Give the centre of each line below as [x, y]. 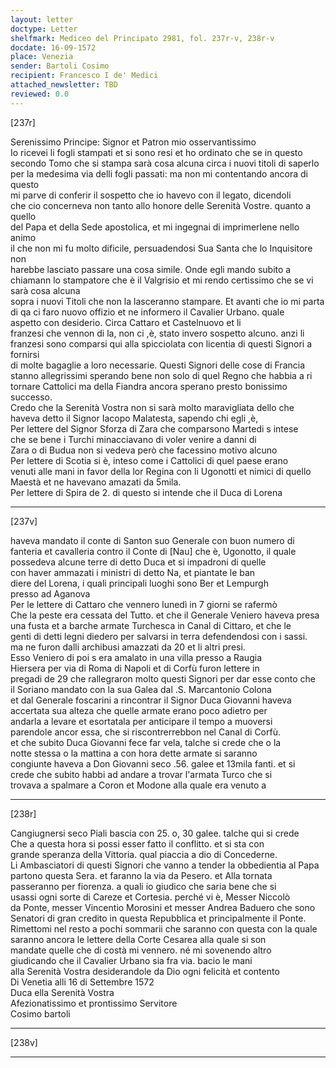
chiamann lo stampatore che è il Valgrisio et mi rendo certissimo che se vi [162, 280]
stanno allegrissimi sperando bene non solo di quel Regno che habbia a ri [161, 375]
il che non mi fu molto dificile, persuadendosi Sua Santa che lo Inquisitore [161, 248]
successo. [31, 397]
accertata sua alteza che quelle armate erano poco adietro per [139, 710]
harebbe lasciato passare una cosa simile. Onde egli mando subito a [151, 269]
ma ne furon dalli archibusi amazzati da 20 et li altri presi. [128, 647]
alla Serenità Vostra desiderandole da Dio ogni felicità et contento [145, 971]
